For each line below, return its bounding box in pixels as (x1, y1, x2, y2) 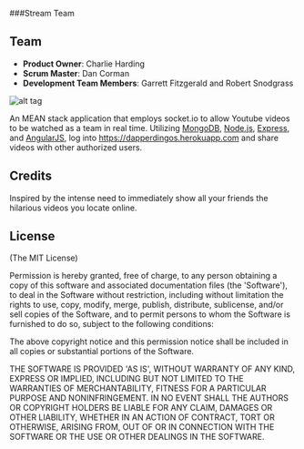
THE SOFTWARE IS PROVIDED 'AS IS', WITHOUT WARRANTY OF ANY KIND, (9, 363, 296, 374)
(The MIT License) (9, 252, 79, 263)
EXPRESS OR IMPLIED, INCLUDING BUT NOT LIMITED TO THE (9, 373, 244, 384)
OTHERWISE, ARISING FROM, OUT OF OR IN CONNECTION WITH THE (9, 422, 275, 433)
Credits (9, 168, 53, 184)
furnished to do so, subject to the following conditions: (9, 319, 214, 330)
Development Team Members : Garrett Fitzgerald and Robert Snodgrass (22, 77, 294, 88)
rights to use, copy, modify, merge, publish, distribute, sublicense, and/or (9, 300, 284, 311)
